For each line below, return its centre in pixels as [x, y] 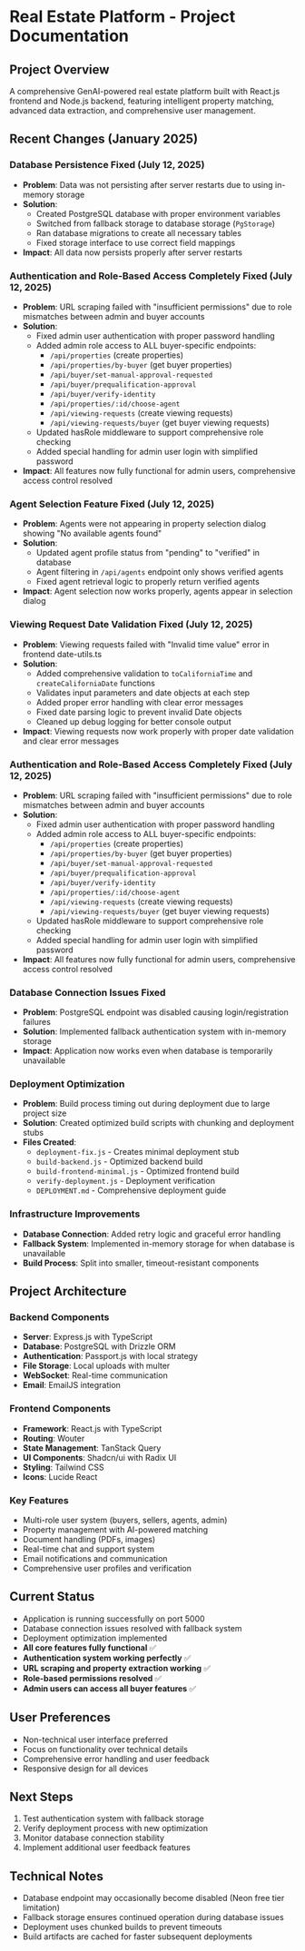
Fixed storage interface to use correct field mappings [136, 242]
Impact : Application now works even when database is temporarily [148, 1051]
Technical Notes [57, 1876]
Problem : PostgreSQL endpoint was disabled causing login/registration [155, 1012]
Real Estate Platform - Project [123, 17]
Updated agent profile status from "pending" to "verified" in [148, 553]
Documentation [69, 36]
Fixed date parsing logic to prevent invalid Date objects [139, 712]
